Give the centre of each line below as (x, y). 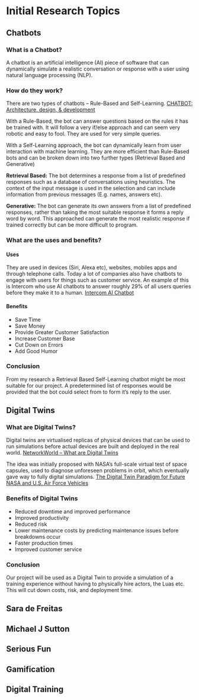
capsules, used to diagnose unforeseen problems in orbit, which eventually (98, 471)
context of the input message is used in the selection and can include (91, 188)
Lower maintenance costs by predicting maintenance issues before (97, 530)
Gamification (31, 669)
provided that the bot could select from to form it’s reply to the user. (89, 392)
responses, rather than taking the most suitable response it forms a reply (95, 212)
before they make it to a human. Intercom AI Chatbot (70, 293)
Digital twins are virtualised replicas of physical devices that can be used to (98, 440)
